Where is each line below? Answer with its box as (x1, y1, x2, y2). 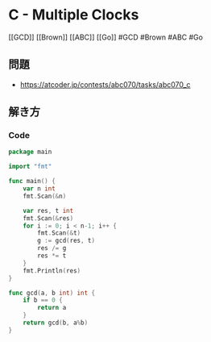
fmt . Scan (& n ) (23, 192, 67, 200)
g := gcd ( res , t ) (37, 236, 95, 245)
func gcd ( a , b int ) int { (8, 289, 95, 297)
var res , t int (23, 206, 74, 215)
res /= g (37, 244, 67, 252)
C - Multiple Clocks (8, 6, 139, 24)
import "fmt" (8, 163, 52, 171)
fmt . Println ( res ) (23, 266, 81, 275)
